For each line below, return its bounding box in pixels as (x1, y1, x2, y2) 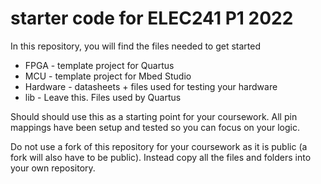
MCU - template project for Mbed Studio (24, 70, 192, 82)
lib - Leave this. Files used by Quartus (24, 91, 182, 103)
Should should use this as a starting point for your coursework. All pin (10, 110, 298, 122)
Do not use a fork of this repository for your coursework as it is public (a (10, 140, 308, 152)
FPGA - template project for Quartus (24, 59, 175, 71)
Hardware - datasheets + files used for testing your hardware (24, 80, 278, 92)
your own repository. (10, 162, 96, 174)
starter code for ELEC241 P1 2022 (10, 7, 294, 30)
